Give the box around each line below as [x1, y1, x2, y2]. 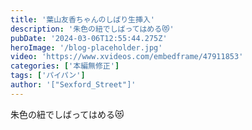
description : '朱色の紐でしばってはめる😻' [10, 24, 175, 34]
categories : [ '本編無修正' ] [10, 61, 120, 71]
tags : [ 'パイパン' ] [10, 71, 86, 81]
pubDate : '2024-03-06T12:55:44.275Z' [10, 33, 168, 43]
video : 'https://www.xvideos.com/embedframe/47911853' [10, 52, 244, 62]
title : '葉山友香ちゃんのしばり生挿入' [10, 14, 155, 25]
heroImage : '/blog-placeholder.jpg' [10, 42, 163, 53]
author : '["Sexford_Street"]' [10, 80, 137, 90]
